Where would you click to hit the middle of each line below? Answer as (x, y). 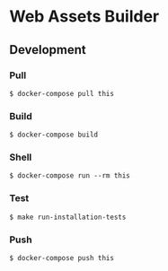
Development (48, 50)
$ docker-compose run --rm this (70, 176)
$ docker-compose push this (62, 258)
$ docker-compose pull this (62, 93)
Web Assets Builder (84, 17)
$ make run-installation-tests (68, 217)
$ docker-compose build (54, 135)
